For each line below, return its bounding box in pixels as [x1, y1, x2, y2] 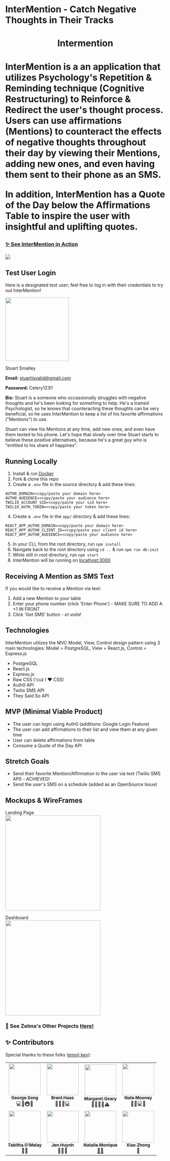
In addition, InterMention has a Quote [5, 188, 165, 200]
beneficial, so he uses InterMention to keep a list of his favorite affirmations [5, 411, 163, 417]
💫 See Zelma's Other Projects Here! [5, 1022, 94, 1029]
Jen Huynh [51, 1142, 74, 1148]
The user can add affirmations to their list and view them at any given [12, 726, 158, 732]
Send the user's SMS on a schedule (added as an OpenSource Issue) [12, 781, 157, 788]
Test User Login [5, 268, 56, 277]
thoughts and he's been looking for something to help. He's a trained [5, 400, 149, 406]
